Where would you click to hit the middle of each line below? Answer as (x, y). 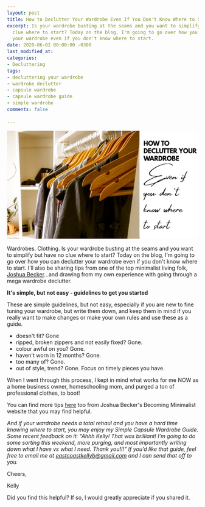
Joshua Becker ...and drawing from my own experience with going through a (102, 275)
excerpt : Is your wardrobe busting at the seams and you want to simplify (104, 26)
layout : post (23, 13)
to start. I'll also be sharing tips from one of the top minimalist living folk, (97, 268)
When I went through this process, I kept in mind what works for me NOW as (103, 380)
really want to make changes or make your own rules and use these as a (97, 318)
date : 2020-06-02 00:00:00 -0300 (49, 45)
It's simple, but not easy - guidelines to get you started (78, 293)
